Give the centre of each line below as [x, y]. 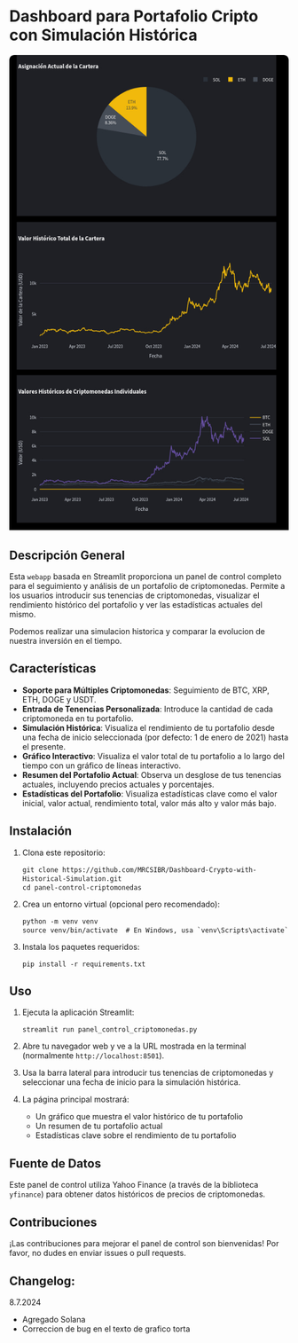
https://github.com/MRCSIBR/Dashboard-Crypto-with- [159, 870]
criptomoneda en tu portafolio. [78, 718]
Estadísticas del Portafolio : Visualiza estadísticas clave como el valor [149, 793]
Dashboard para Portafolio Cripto [134, 16]
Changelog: [42, 1280]
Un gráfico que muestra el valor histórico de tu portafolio [139, 1117]
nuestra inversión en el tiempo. [66, 641]
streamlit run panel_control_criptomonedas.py [110, 1030]
